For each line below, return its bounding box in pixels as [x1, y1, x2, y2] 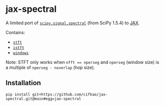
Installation [5, 79, 41, 87]
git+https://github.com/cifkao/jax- [32, 92, 108, 97]
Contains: [5, 29, 25, 35]
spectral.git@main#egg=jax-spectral [5, 96, 81, 101]
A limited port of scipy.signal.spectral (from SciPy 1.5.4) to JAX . [5, 20, 140, 26]
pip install [5, 92, 30, 97]
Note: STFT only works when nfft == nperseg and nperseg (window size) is [5, 59, 160, 65]
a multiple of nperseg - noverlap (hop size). [5, 64, 96, 70]
